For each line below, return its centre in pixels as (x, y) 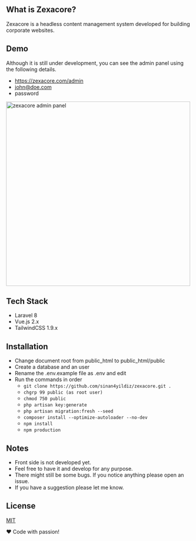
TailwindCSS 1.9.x (36, 328)
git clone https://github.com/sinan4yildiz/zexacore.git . (97, 386)
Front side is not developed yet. (53, 463)
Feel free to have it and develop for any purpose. (74, 469)
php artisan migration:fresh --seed (68, 412)
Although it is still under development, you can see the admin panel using (95, 63)
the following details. (31, 69)
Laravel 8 (26, 316)
